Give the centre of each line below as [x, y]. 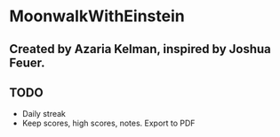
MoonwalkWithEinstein [97, 16]
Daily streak [44, 114]
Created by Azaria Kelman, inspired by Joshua [140, 49]
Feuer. [28, 62]
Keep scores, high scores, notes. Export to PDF [108, 123]
